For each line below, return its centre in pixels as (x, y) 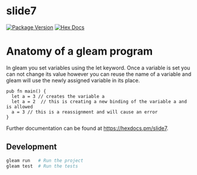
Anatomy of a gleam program (80, 51)
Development (32, 147)
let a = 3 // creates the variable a (58, 96)
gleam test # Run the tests (42, 166)
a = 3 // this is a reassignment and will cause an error (85, 112)
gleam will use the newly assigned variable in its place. (73, 80)
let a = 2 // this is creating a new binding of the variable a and (99, 101)
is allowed (20, 107)
